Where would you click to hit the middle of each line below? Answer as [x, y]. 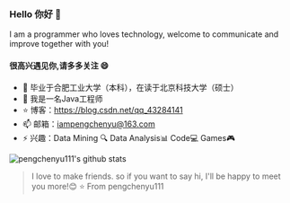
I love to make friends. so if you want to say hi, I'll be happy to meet [156, 176]
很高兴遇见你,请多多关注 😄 [59, 66]
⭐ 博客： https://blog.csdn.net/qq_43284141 [102, 110]
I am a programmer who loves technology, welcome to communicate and [144, 34]
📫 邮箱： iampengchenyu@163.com [88, 124]
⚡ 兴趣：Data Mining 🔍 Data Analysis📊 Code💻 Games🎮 [128, 137]
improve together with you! [59, 44]
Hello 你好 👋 [35, 13]
